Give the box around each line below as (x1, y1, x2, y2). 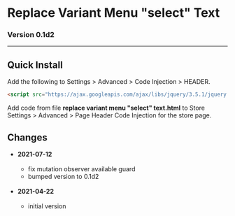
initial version (27, 201, 66, 210)
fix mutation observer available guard (27, 164, 136, 173)
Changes (7, 131, 48, 143)
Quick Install (7, 59, 63, 71)
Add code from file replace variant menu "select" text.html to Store (7, 103, 205, 113)
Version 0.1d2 (7, 30, 55, 40)
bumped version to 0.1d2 (27, 172, 99, 180)
